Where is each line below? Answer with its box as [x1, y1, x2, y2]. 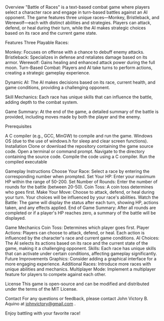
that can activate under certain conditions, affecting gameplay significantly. [5, 251, 158, 256]
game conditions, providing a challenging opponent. [5, 85, 110, 90]
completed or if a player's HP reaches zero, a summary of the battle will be [5, 210, 156, 216]
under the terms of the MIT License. [5, 286, 78, 292]
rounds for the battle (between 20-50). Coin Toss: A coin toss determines [5, 184, 153, 190]
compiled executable [5, 159, 47, 164]
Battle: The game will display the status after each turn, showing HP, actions [5, 200, 159, 205]
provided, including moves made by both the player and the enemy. [5, 114, 141, 119]
